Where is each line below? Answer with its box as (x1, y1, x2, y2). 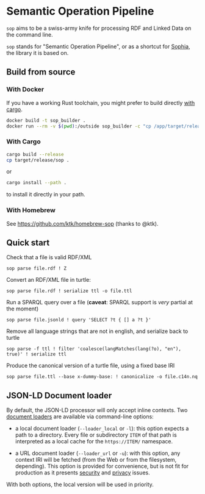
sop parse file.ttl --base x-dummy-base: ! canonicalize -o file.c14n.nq (6, 374, 198, 380)
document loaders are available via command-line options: (6, 413, 154, 420)
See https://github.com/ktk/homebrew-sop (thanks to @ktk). (6, 220, 159, 227)
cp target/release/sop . (6, 157, 70, 163)
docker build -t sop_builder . (6, 117, 86, 123)
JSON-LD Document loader (6, 390, 112, 401)
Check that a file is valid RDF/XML (6, 254, 92, 261)
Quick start (6, 237, 50, 248)
